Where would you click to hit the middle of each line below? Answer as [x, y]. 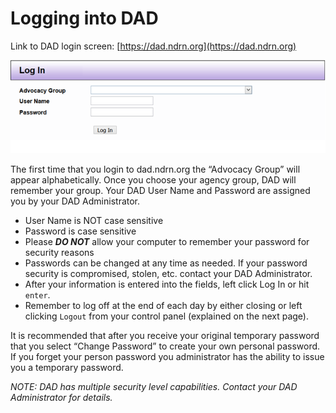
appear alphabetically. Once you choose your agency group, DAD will [153, 179]
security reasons [59, 252]
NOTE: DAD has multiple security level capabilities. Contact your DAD [154, 386]
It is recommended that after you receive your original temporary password [165, 335]
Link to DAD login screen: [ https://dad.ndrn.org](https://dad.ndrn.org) [153, 46]
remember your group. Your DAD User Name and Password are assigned [160, 190]
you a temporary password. [67, 367]
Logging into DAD [84, 18]
